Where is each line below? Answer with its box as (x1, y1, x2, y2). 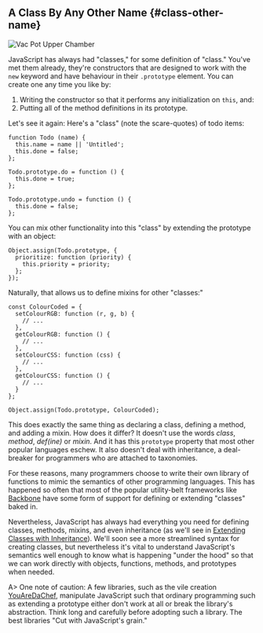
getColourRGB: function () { (15, 330, 111, 338)
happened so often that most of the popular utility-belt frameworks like (8, 485, 237, 494)
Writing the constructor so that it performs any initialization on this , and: (19, 94, 254, 104)
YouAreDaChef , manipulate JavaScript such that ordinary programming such (8, 591, 256, 600)
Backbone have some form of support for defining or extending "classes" (8, 493, 246, 503)
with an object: (8, 231, 57, 240)
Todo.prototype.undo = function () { (8, 196, 132, 203)
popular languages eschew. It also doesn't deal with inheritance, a (8, 445, 222, 454)
